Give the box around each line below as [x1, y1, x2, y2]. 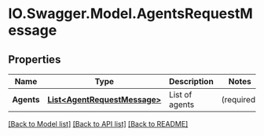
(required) [221, 94, 259, 105]
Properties [8, 53, 61, 66]
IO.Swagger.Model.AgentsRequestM [8, 5, 253, 23]
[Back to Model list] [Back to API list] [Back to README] [8, 119, 189, 128]
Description [168, 76, 214, 86]
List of [168, 90, 192, 100]
